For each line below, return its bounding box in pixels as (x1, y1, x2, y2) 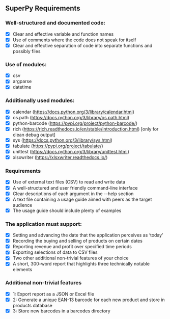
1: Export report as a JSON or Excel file (12, 290, 94, 297)
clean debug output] (12, 131, 56, 138)
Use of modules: (5, 61, 47, 68)
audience (12, 202, 33, 208)
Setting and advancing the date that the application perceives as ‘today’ (12, 232, 163, 238)
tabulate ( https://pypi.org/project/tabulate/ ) (12, 143, 103, 149)
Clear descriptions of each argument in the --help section (12, 191, 134, 197)
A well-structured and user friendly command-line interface (12, 184, 138, 191)
